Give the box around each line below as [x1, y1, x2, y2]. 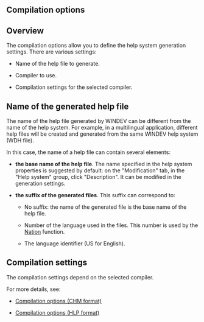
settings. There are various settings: [6, 48, 97, 55]
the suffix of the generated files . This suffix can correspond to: [15, 192, 175, 199]
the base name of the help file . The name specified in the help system [15, 161, 192, 168]
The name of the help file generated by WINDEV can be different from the [6, 117, 191, 125]
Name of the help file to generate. [15, 60, 100, 68]
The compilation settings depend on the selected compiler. [6, 273, 154, 281]
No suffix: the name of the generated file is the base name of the [24, 203, 187, 211]
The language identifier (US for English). [24, 240, 125, 247]
